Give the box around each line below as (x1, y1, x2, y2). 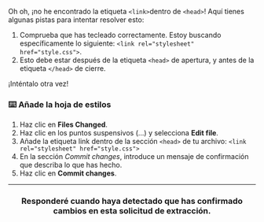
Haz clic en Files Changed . (19, 120, 108, 129)
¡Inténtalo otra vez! (8, 79, 69, 88)
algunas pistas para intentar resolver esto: (8, 15, 145, 24)
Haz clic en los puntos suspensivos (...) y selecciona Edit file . (19, 128, 218, 138)
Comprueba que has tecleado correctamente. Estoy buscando (19, 31, 222, 39)
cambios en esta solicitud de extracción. (53, 205, 211, 216)
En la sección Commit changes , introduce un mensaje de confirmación (19, 152, 249, 161)
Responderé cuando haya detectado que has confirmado (20, 196, 244, 207)
